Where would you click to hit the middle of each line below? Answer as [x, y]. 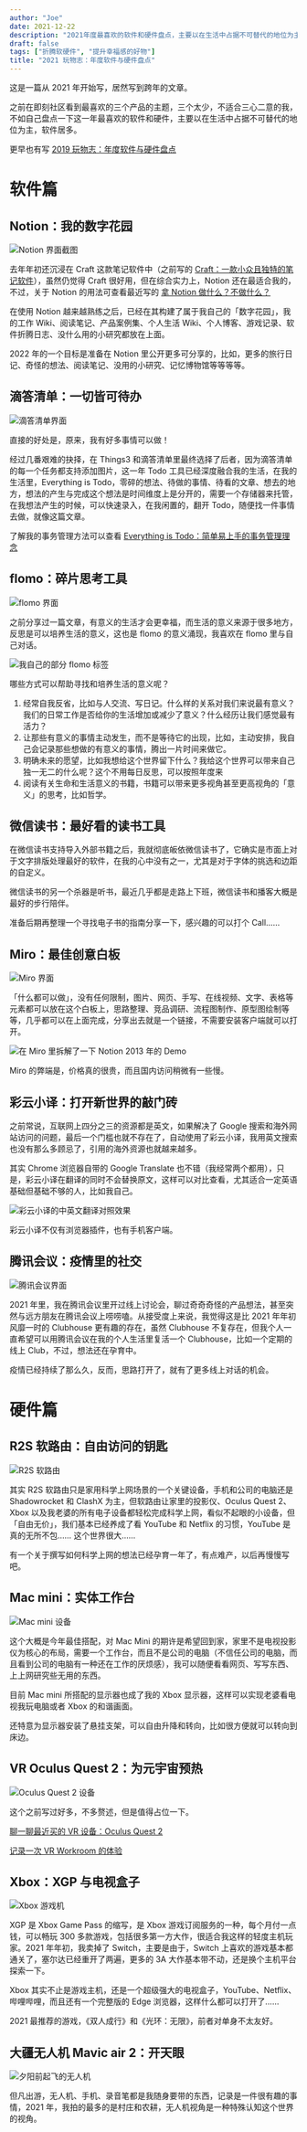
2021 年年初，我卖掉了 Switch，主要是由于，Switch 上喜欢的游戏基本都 [159, 1948]
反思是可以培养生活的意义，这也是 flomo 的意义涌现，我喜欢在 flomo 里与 [148, 633]
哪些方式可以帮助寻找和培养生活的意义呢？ [90, 684]
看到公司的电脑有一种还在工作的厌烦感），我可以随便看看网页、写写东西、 [155, 1663]
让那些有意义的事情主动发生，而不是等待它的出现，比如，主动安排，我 [155, 737]
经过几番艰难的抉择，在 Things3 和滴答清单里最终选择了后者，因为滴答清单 [151, 459]
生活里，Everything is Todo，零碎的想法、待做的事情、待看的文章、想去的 [148, 482]
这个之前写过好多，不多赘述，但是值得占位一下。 [101, 1811]
